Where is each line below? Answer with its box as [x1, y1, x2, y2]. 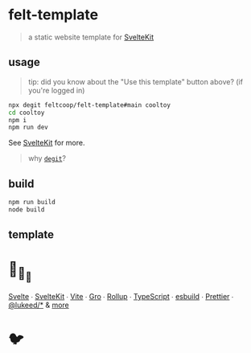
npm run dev [8, 123, 48, 132]
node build [8, 205, 45, 214]
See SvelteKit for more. [8, 138, 85, 148]
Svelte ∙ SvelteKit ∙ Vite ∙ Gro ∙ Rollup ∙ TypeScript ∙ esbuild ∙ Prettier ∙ [8, 292, 234, 302]
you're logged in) [27, 85, 85, 95]
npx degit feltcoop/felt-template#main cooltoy [8, 101, 171, 109]
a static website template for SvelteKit [27, 32, 154, 42]
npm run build [8, 199, 56, 207]
